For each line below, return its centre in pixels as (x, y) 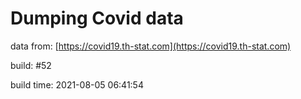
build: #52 (31, 65)
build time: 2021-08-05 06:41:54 (77, 84)
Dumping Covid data (97, 18)
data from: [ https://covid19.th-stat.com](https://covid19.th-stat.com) (151, 46)
